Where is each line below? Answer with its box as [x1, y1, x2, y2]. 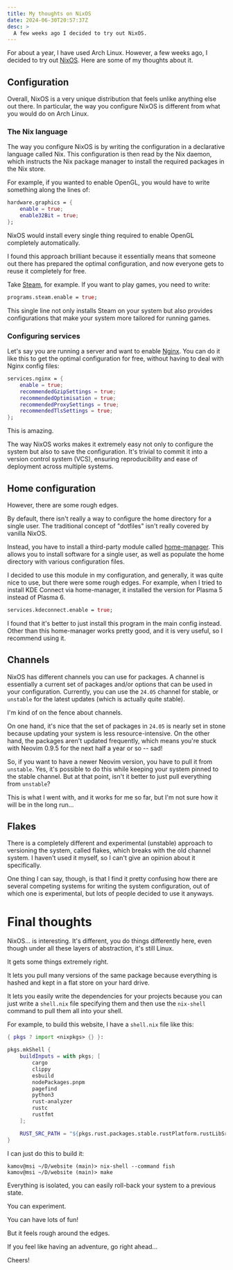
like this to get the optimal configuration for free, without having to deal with [7, 354, 224, 363]
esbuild [32, 1072, 54, 1079]
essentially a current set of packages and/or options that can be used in [7, 680, 213, 688]
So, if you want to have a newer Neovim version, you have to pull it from [7, 757, 213, 765]
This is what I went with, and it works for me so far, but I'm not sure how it [7, 793, 218, 801]
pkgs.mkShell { [7, 1047, 51, 1054]
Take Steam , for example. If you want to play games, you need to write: [7, 280, 210, 289]
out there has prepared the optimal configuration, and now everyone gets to [7, 259, 224, 268]
